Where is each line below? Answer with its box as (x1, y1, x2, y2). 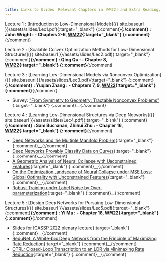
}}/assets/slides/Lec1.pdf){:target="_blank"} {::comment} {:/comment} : (5, 26, 151, 32)
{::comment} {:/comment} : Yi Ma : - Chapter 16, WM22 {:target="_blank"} (5, 210, 159, 216)
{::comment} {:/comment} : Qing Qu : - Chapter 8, (5, 56, 108, 62)
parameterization (12, 190, 48, 196)
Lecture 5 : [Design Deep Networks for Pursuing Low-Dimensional (5, 199, 140, 206)
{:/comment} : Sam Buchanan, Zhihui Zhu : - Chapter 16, (5, 122, 123, 128)
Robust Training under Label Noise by (12, 184, 90, 191)
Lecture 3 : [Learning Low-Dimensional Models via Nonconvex (5, 71, 133, 77)
